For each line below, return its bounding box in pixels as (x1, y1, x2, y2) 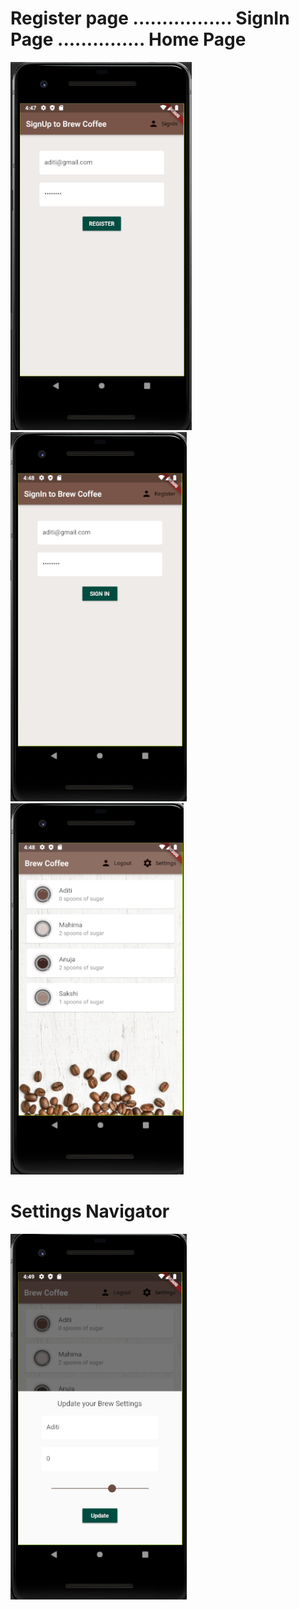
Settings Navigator (10, 1200, 170, 1223)
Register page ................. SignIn (10, 7, 290, 30)
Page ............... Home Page (10, 28, 247, 51)
